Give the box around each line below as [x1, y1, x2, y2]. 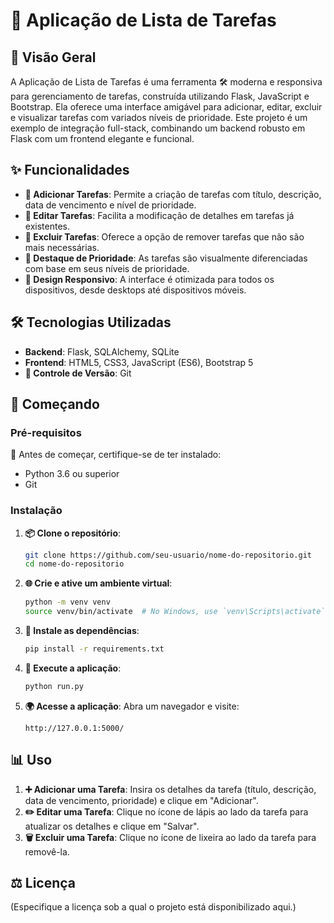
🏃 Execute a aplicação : [24, 662, 122, 674]
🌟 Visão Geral [10, 49, 97, 66]
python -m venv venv [24, 597, 111, 608]
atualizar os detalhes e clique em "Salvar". [24, 820, 200, 832]
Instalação [10, 504, 63, 518]
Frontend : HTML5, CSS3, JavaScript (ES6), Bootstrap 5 [24, 356, 254, 368]
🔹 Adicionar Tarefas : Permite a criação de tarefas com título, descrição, [24, 188, 322, 200]
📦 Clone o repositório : [24, 527, 122, 539]
